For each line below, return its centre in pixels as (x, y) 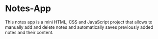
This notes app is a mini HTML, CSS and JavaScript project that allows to (79, 22)
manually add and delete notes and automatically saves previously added (79, 27)
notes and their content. (29, 32)
